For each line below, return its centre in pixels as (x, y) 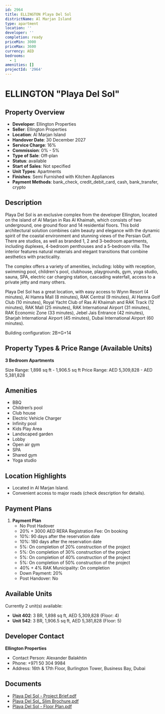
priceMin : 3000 (21, 42)
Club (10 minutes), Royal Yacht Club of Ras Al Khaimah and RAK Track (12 (80, 302)
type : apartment (22, 24)
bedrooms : (15, 56)
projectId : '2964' (24, 70)
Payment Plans (29, 508)
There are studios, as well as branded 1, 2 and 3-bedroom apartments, (77, 241)
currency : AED (20, 51)
